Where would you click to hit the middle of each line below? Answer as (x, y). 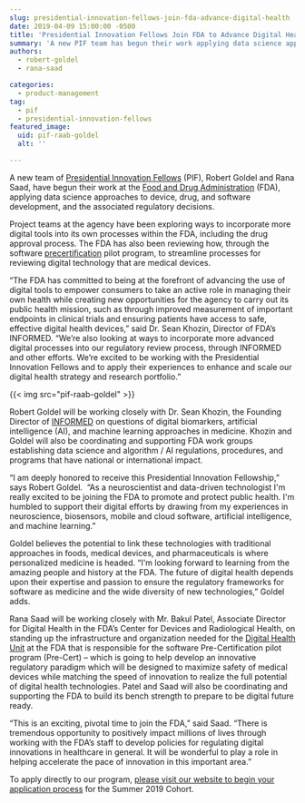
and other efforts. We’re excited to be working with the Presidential (134, 357)
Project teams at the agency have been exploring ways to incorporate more (150, 224)
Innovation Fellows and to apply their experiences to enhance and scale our (151, 367)
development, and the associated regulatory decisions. (112, 206)
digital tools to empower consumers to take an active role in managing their (150, 289)
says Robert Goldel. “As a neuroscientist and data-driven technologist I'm (148, 487)
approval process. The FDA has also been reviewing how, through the (139, 243)
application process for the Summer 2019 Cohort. (102, 788)
